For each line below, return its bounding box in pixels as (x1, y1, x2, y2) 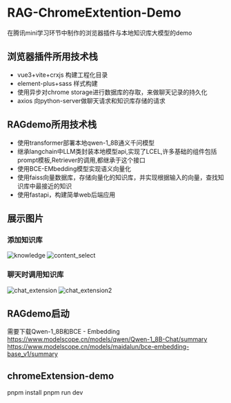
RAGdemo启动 (7, 307, 70, 319)
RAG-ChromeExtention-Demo (7, 5, 181, 21)
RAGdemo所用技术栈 (7, 119, 97, 131)
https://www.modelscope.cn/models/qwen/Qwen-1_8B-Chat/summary (7, 335, 208, 343)
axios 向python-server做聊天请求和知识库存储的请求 (17, 96, 165, 105)
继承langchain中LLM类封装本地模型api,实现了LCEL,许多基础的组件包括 (17, 147, 217, 155)
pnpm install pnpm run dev (7, 388, 83, 397)
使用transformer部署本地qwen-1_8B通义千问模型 (17, 138, 155, 147)
